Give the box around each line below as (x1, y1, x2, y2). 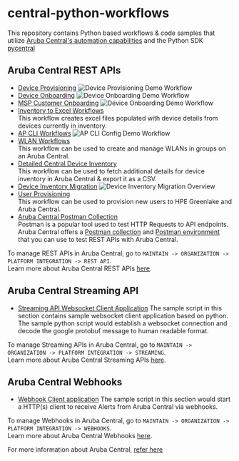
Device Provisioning (17, 83, 77, 92)
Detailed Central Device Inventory (17, 159, 118, 168)
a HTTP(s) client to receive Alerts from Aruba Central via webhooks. (17, 402, 218, 411)
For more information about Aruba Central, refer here (7, 445, 163, 454)
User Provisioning (17, 189, 71, 198)
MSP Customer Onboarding (17, 98, 99, 107)
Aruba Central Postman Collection (17, 212, 118, 221)
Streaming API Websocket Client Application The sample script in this (17, 303, 223, 312)
